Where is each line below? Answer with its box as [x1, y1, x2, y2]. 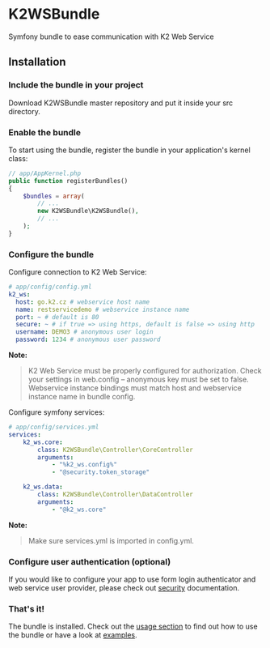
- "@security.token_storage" [51, 468, 150, 476]
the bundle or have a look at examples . [8, 630, 137, 640]
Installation [8, 55, 66, 69]
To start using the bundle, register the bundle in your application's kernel [8, 145, 251, 155]
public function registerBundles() [8, 177, 129, 185]
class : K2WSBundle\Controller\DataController [37, 491, 194, 499]
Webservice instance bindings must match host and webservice [27, 383, 243, 393]
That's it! [8, 603, 44, 614]
